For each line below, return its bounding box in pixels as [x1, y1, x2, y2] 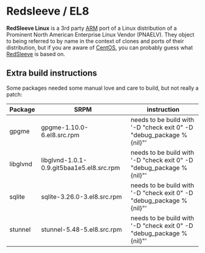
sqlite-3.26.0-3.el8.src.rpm [41, 192, 122, 201]
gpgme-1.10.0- [41, 123, 88, 132]
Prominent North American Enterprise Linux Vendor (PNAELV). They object [6, 30, 195, 38]
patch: [6, 90, 23, 98]
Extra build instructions [6, 68, 98, 79]
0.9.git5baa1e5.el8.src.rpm [41, 163, 120, 172]
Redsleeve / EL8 [6, 4, 90, 18]
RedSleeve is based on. [6, 50, 65, 57]
